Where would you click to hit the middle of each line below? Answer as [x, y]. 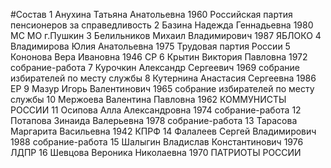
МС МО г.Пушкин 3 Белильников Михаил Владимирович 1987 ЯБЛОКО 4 [166, 35]
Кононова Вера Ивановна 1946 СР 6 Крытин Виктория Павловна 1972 [159, 57]
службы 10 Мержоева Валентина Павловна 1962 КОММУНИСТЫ [148, 99]
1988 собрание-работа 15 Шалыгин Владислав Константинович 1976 [157, 142]
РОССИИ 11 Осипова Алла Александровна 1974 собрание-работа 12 [156, 110]
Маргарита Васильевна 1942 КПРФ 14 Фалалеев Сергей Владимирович [163, 131]
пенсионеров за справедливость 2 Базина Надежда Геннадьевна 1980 [162, 25]
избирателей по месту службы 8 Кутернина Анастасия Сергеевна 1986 [163, 78]
